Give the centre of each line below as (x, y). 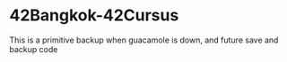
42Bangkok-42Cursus (94, 15)
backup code (34, 49)
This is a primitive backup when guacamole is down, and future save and (144, 40)
